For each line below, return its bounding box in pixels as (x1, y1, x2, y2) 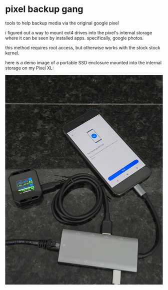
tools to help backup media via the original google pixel (5, 20, 119, 26)
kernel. (5, 50, 19, 56)
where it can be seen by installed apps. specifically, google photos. (5, 35, 144, 41)
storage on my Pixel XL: (5, 65, 54, 71)
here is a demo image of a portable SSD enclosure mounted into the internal (5, 59, 161, 65)
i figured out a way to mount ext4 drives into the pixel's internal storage (5, 29, 152, 35)
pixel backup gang (5, 3, 83, 15)
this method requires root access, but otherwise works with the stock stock (5, 44, 160, 50)
